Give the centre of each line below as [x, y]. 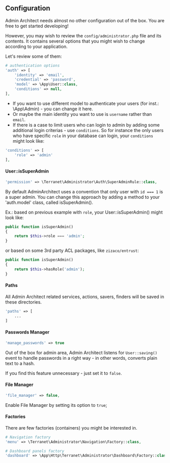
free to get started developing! [37, 26]
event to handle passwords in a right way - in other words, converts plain [81, 358]
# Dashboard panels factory [35, 451]
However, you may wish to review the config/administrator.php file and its [83, 35]
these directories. [24, 302]
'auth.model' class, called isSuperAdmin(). [49, 202]
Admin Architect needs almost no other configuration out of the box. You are [85, 20]
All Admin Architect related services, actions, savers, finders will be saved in [85, 297]
